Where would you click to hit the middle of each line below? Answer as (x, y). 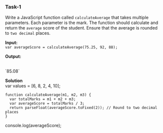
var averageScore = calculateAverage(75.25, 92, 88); (62, 48)
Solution (14, 81)
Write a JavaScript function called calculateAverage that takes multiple (77, 18)
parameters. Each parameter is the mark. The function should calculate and (82, 23)
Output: (13, 56)
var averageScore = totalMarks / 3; (47, 104)
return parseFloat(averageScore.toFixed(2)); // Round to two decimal (83, 108)
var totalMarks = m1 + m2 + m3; (43, 99)
